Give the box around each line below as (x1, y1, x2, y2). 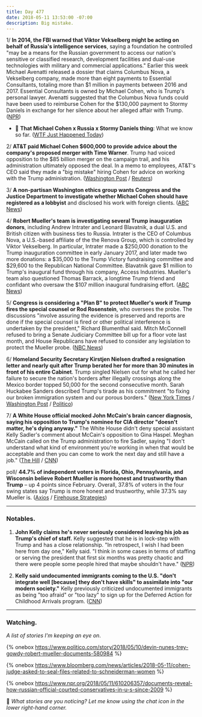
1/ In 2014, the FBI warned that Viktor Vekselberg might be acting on (6, 37, 179, 44)
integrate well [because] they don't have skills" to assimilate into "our (14, 578, 194, 585)
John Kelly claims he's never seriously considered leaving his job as (14, 528, 189, 535)
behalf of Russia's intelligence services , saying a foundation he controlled (6, 43, 193, 50)
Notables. (6, 515, 36, 523)
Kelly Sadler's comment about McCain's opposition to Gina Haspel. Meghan (6, 431, 194, 439)
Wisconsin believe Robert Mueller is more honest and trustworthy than (6, 475, 188, 482)
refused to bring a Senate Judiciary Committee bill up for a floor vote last (6, 331, 187, 339)
